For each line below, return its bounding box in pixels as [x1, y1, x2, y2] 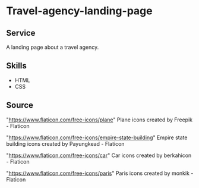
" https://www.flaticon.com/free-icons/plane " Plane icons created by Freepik [6, 116, 193, 123]
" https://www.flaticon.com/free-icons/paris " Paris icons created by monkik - [6, 170, 194, 177]
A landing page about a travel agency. [6, 43, 99, 51]
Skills [6, 61, 27, 71]
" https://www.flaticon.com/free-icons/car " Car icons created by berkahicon [6, 152, 192, 159]
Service [6, 28, 36, 38]
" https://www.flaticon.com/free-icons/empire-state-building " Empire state [6, 134, 188, 141]
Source [6, 100, 34, 111]
